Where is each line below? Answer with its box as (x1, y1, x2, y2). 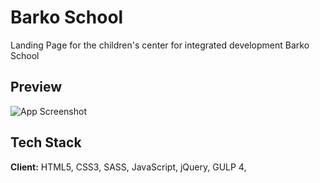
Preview (10, 79, 63, 96)
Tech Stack (10, 134, 82, 151)
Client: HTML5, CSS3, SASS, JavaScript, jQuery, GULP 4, (10, 161, 247, 173)
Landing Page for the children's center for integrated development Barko (10, 39, 310, 51)
